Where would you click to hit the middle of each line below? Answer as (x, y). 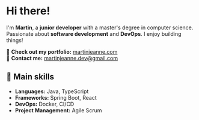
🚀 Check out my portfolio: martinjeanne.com (62, 51)
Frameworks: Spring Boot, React (56, 97)
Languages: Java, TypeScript (52, 91)
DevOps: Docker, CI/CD (44, 104)
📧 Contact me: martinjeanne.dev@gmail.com (62, 58)
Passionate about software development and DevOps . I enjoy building (94, 33)
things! (15, 40)
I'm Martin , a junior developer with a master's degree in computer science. (100, 27)
